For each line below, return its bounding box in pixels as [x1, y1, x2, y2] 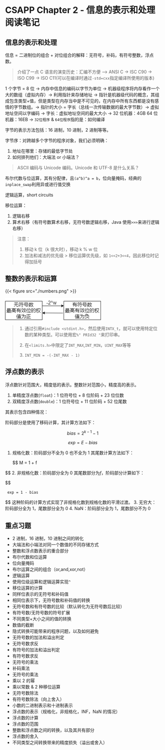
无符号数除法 [12, 690, 38, 696]
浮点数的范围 [12, 721, 38, 727]
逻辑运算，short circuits [5, 192, 53, 198]
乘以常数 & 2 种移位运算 [12, 684, 61, 690]
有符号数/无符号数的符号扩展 [12, 609, 70, 616]
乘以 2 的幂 [12, 678, 35, 684]
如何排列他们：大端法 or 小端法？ [12, 154, 80, 160]
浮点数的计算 [12, 715, 38, 721]
